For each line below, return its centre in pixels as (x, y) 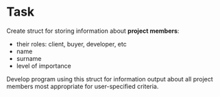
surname (29, 58)
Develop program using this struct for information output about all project (110, 79)
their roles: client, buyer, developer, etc (72, 44)
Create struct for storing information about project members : (93, 31)
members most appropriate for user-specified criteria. (83, 86)
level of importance (44, 66)
